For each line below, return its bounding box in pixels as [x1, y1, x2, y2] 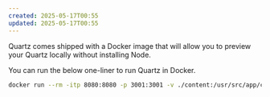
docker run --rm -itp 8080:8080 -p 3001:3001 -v [8, 81, 174, 89]
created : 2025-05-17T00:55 [8, 11, 99, 20]
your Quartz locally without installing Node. [8, 50, 151, 59]
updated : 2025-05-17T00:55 [8, 19, 99, 27]
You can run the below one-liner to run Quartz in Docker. [8, 65, 196, 75]
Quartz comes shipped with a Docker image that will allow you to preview [8, 41, 252, 51]
